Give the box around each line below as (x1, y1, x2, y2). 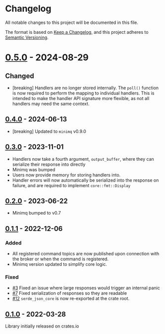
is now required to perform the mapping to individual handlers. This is (12, 90, 155, 96)
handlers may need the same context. (12, 101, 90, 107)
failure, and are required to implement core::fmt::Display (12, 182, 131, 188)
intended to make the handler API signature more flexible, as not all (12, 95, 150, 101)
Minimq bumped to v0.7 (12, 210, 61, 216)
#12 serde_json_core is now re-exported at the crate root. (12, 296, 130, 302)
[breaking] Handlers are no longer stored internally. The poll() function (12, 85, 159, 91)
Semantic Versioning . (5, 34, 49, 40)
